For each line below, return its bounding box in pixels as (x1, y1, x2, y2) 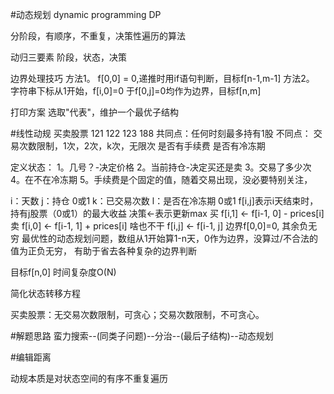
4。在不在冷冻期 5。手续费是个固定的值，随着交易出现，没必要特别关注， (10, 174, 313, 185)
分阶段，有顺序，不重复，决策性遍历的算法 (10, 30, 186, 42)
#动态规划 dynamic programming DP (10, 9, 162, 20)
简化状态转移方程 (10, 288, 81, 299)
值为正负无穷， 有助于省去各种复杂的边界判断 (10, 245, 197, 257)
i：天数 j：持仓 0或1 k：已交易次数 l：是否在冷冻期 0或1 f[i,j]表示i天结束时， (10, 195, 319, 207)
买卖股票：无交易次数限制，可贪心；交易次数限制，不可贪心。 (10, 309, 265, 320)
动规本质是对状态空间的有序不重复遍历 (10, 373, 168, 384)
